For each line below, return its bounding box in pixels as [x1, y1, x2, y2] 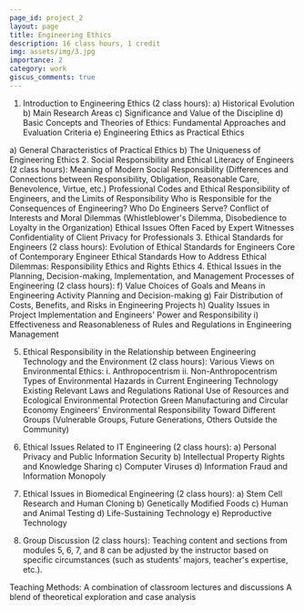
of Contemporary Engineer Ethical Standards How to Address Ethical [9, 251, 267, 262]
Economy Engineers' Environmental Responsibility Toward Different [22, 404, 276, 415]
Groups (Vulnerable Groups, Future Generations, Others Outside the [22, 414, 278, 425]
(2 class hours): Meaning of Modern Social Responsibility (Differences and [9, 163, 289, 174]
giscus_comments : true [9, 73, 96, 82]
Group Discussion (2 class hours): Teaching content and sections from [22, 534, 289, 545]
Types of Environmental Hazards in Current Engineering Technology [22, 375, 279, 386]
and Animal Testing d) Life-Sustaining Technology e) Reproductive [22, 507, 272, 518]
